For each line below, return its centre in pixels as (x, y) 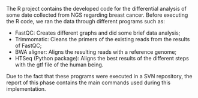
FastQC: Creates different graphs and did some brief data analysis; (97, 33)
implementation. (26, 89)
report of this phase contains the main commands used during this (88, 82)
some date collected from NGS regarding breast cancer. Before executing (97, 15)
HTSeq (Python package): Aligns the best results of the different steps (102, 58)
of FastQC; (28, 45)
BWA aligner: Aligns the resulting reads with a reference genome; (96, 52)
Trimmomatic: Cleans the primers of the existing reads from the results (102, 39)
